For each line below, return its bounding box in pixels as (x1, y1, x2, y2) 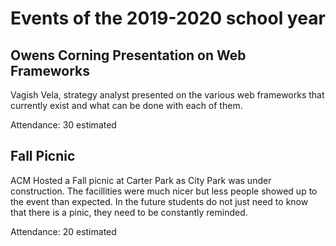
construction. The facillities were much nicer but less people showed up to (10, 185, 318, 197)
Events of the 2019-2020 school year (10, 7, 326, 30)
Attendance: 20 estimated (10, 225, 117, 237)
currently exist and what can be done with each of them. (10, 100, 243, 111)
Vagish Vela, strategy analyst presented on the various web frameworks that (10, 89, 325, 101)
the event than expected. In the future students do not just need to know (10, 195, 309, 207)
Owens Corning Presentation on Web (10, 47, 247, 64)
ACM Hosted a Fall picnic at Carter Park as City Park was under (10, 174, 272, 186)
